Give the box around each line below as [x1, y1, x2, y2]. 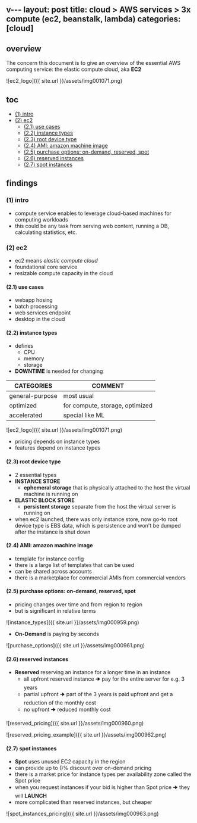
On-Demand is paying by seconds [14, 631, 100, 638]
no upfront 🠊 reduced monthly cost [23, 706, 111, 713]
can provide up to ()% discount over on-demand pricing [14, 765, 152, 772]
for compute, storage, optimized [63, 401, 153, 410]
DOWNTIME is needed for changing [14, 367, 103, 375]
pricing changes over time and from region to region [14, 601, 143, 608]
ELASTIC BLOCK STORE [14, 497, 75, 504]
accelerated [9, 411, 43, 419]
